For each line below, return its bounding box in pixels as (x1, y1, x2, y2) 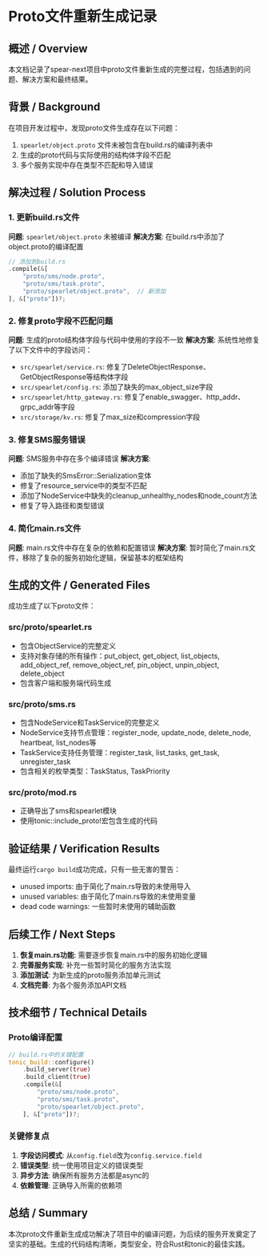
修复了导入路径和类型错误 (19, 501, 105, 511)
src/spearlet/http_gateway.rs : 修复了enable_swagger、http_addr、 (19, 392, 245, 402)
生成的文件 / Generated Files (8, 579, 150, 592)
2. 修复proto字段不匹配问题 (8, 315, 114, 326)
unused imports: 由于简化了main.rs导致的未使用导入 (19, 882, 192, 891)
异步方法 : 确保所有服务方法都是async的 (19, 1170, 149, 1180)
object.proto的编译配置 (8, 241, 84, 251)
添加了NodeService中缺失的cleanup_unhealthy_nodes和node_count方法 (19, 491, 257, 501)
